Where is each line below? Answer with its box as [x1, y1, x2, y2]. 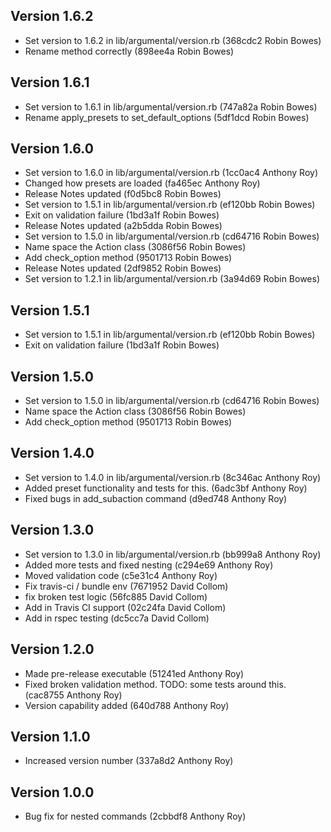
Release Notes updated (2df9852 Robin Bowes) [24, 262, 222, 274]
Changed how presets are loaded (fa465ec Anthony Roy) [24, 177, 261, 189]
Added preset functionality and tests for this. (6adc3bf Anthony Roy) [24, 482, 308, 494]
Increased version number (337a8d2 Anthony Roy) [24, 755, 234, 767]
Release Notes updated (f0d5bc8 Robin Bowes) [24, 188, 222, 200]
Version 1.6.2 [10, 8, 94, 25]
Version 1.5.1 [10, 302, 90, 319]
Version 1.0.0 [10, 784, 95, 801]
